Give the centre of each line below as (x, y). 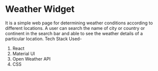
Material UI (24, 54)
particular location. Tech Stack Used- (44, 39)
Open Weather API (31, 59)
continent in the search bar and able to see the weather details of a (74, 33)
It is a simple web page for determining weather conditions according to (79, 23)
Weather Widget (40, 9)
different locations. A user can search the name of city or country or (75, 28)
